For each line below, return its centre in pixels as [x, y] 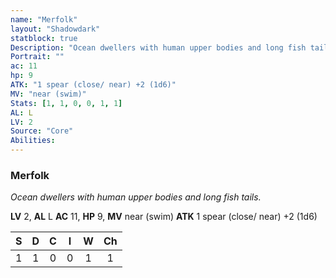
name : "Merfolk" [44, 19]
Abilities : [33, 141]
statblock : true [44, 38]
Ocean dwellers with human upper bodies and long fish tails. [136, 197]
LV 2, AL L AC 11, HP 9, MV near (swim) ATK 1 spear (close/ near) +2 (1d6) [164, 217]
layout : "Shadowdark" [55, 29]
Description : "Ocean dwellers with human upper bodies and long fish [158, 47]
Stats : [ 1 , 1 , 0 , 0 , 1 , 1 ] [66, 103]
